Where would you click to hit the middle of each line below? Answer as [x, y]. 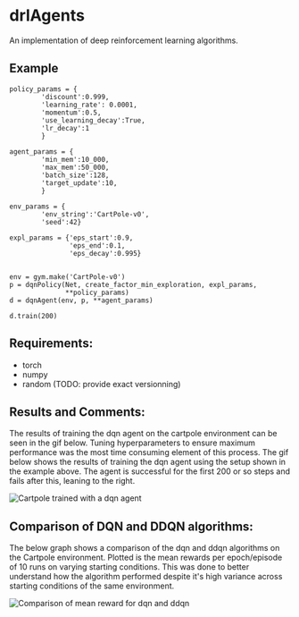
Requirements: [51, 344]
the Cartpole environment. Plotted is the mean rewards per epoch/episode [146, 558]
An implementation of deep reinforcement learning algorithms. [124, 40]
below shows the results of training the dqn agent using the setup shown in [148, 462]
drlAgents [47, 16]
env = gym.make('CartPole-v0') [67, 277]
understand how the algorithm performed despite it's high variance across [146, 577]
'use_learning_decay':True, [93, 120]
